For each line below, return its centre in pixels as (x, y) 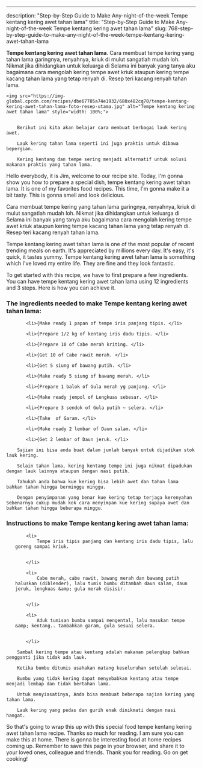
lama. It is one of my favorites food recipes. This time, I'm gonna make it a (98, 189)
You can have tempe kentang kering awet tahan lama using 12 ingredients (97, 281)
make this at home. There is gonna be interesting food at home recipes (94, 739)
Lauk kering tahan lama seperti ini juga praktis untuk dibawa (98, 144)
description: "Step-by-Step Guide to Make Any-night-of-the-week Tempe (97, 15)
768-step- (181, 28)
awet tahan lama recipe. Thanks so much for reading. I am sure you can (95, 733)
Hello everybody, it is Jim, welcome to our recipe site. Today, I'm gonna (95, 176)
